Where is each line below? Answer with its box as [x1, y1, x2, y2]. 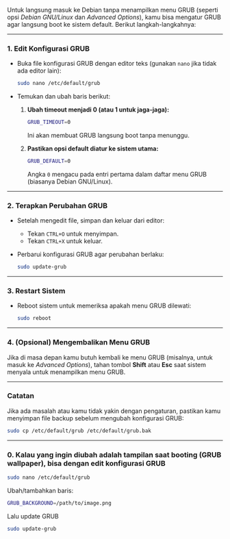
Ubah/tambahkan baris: [7, 486, 74, 494]
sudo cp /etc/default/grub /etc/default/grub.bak [7, 427, 152, 434]
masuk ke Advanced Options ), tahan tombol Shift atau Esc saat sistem [7, 360, 207, 368]
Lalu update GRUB [7, 512, 60, 520]
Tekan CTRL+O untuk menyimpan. [27, 229, 119, 238]
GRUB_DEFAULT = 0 [27, 158, 71, 165]
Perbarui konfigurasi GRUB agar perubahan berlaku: [16, 250, 164, 259]
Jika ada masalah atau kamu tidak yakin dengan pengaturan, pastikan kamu [7, 407, 221, 415]
